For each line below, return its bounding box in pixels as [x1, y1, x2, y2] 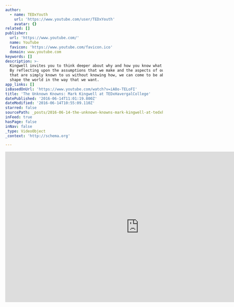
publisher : [5, 31, 28, 36]
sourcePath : [5, 110, 30, 115]
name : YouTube [9, 40, 39, 45]
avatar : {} [14, 21, 37, 27]
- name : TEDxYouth [9, 12, 48, 17]
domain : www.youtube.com [9, 49, 61, 54]
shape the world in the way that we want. [9, 77, 99, 82]
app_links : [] [5, 82, 35, 87]
